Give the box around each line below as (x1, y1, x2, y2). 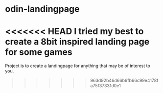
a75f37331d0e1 (90, 83, 121, 89)
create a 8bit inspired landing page (5, 36, 150, 47)
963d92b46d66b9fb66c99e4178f (90, 77, 159, 84)
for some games (5, 46, 72, 58)
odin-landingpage (5, 3, 80, 15)
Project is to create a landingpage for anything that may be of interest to (5, 63, 150, 69)
